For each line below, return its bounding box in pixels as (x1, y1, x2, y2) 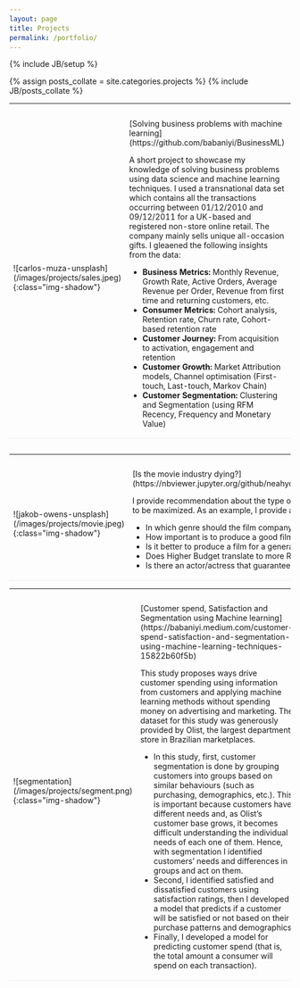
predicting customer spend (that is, (153, 942, 283, 952)
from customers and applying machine (139, 687, 282, 698)
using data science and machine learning (129, 173, 280, 184)
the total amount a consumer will (153, 951, 274, 961)
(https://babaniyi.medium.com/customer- (139, 622, 294, 633)
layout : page (9, 14, 58, 23)
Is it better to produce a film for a (146, 541, 266, 552)
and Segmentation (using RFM (142, 399, 254, 410)
